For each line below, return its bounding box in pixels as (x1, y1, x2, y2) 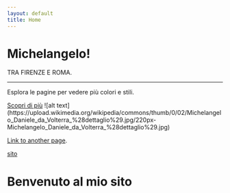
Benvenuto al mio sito (7, 174, 132, 189)
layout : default (7, 10, 53, 17)
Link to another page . (7, 136, 68, 144)
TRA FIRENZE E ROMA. (7, 68, 73, 77)
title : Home (7, 16, 41, 23)
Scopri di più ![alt (7, 101, 55, 110)
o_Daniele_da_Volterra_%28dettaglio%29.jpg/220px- (7, 116, 156, 124)
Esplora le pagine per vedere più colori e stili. (7, 88, 135, 96)
